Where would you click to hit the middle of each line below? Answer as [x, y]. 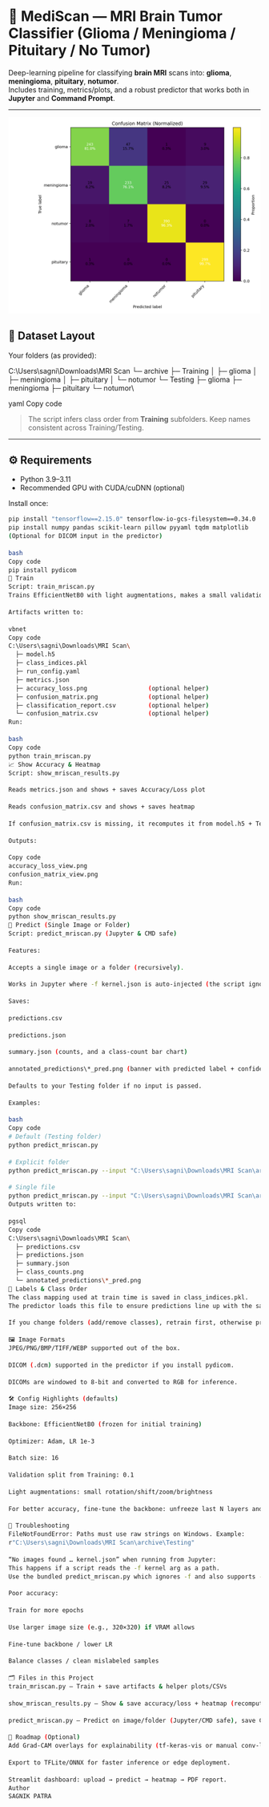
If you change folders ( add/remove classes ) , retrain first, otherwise [130, 1323]
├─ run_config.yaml [48, 672]
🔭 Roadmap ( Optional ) [44, 1737]
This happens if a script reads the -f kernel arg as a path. [114, 1568]
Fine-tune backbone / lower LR [60, 1644]
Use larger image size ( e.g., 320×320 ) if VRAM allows [102, 1627]
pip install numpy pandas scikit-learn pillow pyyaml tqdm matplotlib [128, 528]
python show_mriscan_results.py [62, 917]
